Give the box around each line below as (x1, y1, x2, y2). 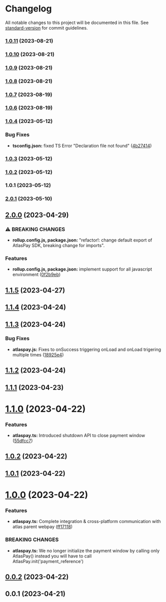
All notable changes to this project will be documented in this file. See (5, 19, 149, 25)
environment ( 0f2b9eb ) (12, 271, 61, 277)
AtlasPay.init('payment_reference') (12, 558, 84, 564)
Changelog (5, 3, 52, 14)
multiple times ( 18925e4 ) (12, 351, 64, 357)
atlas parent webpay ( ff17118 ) (12, 523, 73, 530)
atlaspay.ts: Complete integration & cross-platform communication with (12, 518, 161, 524)
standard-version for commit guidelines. (5, 24, 88, 30)
